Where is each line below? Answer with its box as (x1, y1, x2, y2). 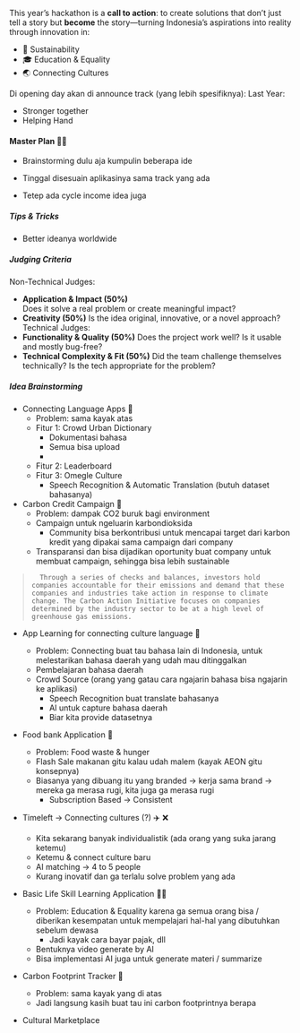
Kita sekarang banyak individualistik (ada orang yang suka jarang (35, 833, 276, 844)
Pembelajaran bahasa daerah (35, 665, 144, 676)
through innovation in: (9, 27, 90, 37)
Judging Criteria (9, 254, 72, 264)
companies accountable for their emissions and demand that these (30, 581, 285, 590)
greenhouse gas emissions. (30, 613, 133, 622)
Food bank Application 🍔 (21, 729, 114, 740)
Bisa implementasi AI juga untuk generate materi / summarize (35, 953, 262, 964)
